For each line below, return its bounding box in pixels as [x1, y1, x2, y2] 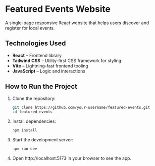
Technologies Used [5, 39, 66, 48]
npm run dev [12, 146, 37, 151]
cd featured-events [12, 109, 53, 114]
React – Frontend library [12, 52, 62, 58]
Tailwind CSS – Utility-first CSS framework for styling [12, 58, 121, 64]
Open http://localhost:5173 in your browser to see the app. [12, 155, 132, 161]
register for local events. [5, 25, 55, 31]
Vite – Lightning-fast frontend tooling [12, 63, 88, 68]
